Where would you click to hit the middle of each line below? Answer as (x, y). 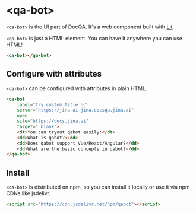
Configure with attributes (54, 74)
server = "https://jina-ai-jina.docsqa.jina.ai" (75, 110)
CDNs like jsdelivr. (29, 193)
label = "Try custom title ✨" (52, 104)
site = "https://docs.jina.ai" (53, 121)
